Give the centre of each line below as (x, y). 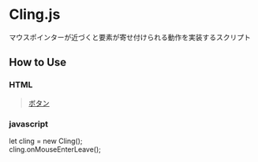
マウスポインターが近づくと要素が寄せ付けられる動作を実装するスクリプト (130, 37)
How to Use (38, 63)
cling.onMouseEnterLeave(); (55, 149)
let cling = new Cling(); (46, 141)
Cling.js (35, 15)
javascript (29, 123)
